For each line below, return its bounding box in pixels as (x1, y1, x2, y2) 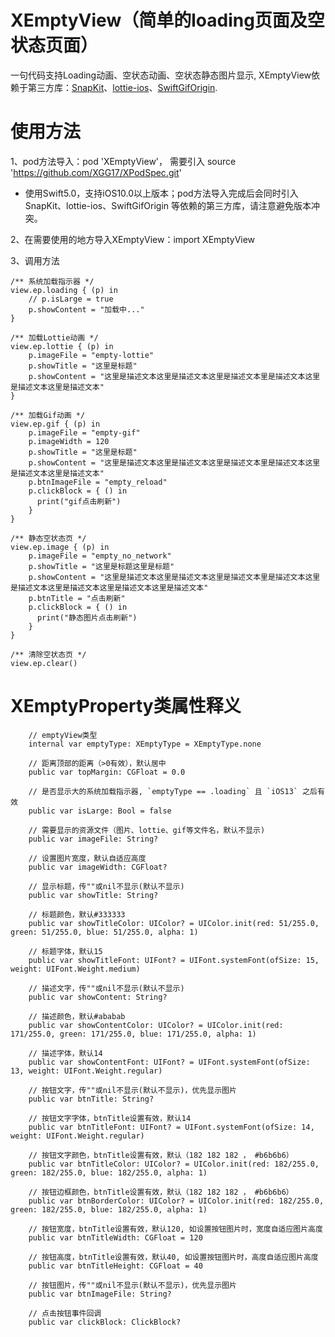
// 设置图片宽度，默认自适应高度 (28, 853, 147, 863)
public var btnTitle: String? (28, 1094, 155, 1104)
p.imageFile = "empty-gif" (28, 427, 141, 438)
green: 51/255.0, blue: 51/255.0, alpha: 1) (10, 927, 199, 937)
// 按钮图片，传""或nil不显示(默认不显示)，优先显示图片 (28, 1280, 237, 1290)
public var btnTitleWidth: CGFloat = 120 (28, 1232, 203, 1243)
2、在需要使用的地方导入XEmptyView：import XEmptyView (10, 233, 256, 245)
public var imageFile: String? (28, 834, 159, 844)
